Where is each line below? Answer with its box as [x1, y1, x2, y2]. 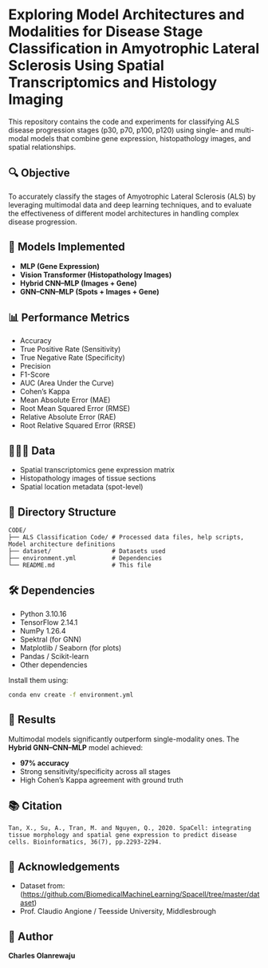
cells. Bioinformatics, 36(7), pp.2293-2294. [8, 838, 162, 847]
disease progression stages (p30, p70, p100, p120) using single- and [8, 125, 234, 135]
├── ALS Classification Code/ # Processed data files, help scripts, [8, 533, 245, 541]
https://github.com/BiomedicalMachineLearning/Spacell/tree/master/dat [22, 890, 260, 899]
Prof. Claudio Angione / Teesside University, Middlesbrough [19, 907, 217, 916]
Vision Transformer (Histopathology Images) [19, 270, 172, 279]
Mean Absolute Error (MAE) [19, 395, 111, 405]
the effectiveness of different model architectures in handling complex [8, 208, 239, 218]
